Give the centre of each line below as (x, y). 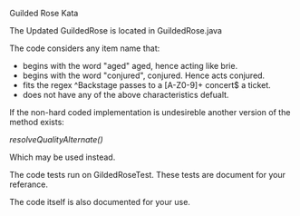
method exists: (37, 122)
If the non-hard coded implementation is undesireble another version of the (150, 112)
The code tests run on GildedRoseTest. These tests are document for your (147, 175)
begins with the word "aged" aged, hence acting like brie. (130, 66)
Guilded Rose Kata (44, 13)
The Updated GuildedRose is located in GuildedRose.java (116, 30)
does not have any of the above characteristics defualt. (126, 95)
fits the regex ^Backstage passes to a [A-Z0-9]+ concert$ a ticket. (147, 85)
